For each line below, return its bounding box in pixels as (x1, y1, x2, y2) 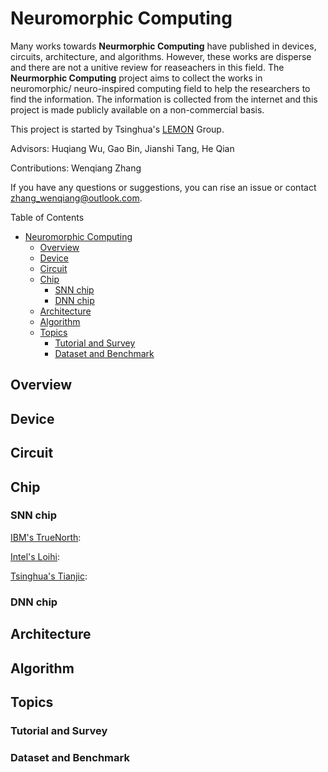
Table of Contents (10, 211, 85, 223)
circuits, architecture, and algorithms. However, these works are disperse (10, 50, 312, 62)
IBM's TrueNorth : (10, 531, 82, 543)
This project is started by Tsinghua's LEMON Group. (10, 123, 225, 135)
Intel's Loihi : (10, 550, 60, 562)
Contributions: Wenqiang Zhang (10, 162, 142, 174)
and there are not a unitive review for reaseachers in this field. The (10, 61, 285, 73)
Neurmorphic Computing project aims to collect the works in (10, 72, 263, 84)
